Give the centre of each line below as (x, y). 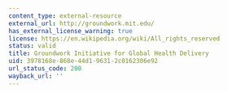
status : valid (33, 46)
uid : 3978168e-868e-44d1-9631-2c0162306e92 (83, 61)
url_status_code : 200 (45, 69)
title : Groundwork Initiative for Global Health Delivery (109, 53)
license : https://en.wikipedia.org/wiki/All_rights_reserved (114, 38)
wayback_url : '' (36, 76)
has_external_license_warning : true (70, 31)
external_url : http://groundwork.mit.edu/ (81, 23)
